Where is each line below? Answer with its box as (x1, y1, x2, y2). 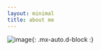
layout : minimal (7, 10, 54, 17)
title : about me (7, 16, 54, 23)
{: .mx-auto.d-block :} (31, 35, 94, 43)
